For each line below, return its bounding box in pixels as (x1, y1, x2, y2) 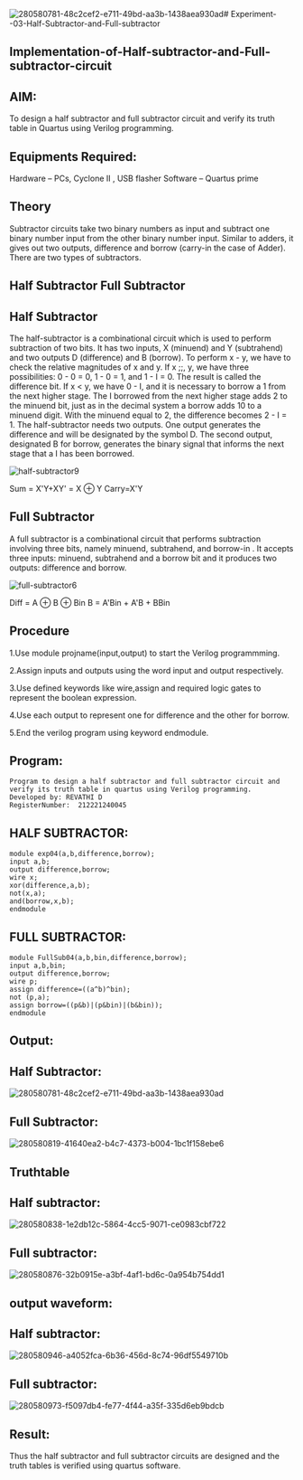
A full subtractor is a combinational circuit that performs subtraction (9, 533, 262, 544)
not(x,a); (9, 889, 47, 899)
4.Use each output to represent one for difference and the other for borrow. (9, 710, 290, 721)
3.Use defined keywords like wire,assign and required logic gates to (9, 683, 262, 693)
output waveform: (9, 1296, 113, 1311)
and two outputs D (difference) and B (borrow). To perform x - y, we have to (9, 353, 291, 363)
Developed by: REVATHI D (9, 793, 103, 802)
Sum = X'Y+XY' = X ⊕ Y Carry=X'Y (9, 484, 143, 495)
